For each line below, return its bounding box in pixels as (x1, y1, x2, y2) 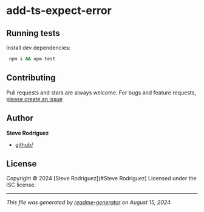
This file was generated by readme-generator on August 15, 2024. (6, 199, 172, 206)
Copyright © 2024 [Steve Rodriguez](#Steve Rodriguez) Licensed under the (6, 175, 197, 182)
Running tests (6, 28, 61, 38)
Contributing (6, 72, 56, 83)
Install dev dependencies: (6, 44, 71, 51)
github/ (15, 141, 33, 148)
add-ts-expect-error (6, 4, 112, 18)
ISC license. (6, 181, 36, 189)
